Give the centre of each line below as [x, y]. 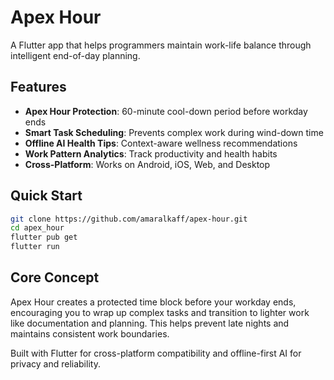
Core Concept [55, 277]
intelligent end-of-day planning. [75, 55]
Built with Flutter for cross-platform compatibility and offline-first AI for [156, 353]
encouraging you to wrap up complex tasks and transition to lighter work [160, 312]
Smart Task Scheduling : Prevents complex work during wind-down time [174, 132]
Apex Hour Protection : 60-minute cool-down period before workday [166, 111]
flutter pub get [44, 237]
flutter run [35, 247]
